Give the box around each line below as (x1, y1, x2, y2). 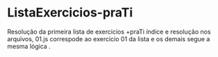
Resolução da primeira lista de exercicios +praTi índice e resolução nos (7, 27, 211, 36)
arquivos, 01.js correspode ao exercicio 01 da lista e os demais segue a (7, 34, 210, 43)
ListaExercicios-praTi (7, 5, 133, 21)
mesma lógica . (7, 42, 51, 50)
